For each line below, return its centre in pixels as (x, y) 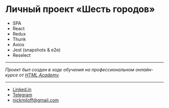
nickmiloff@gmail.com (36, 100)
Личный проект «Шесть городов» (80, 9)
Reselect (22, 55)
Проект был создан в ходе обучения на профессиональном (70, 69)
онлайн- (144, 69)
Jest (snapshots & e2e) (36, 50)
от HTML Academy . (40, 75)
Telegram (22, 94)
